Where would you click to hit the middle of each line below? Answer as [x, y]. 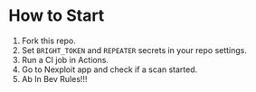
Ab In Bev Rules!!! [54, 78]
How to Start [57, 16]
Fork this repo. [48, 41]
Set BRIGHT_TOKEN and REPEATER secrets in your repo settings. [134, 50]
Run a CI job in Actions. [65, 60]
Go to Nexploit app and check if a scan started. [109, 69]
